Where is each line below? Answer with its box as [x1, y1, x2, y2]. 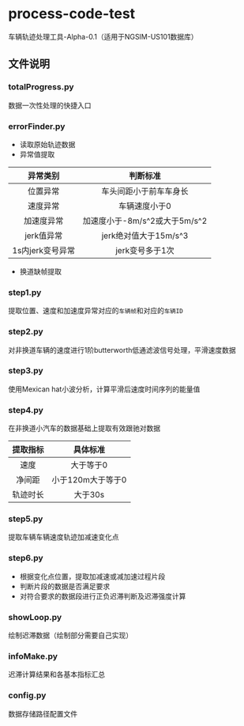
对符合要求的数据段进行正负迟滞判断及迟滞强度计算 [19, 591, 186, 601]
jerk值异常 [24, 230, 63, 241]
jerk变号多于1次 [115, 244, 175, 255]
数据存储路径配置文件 [8, 709, 77, 718]
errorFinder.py [8, 120, 66, 131]
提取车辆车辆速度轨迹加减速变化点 [8, 532, 119, 542]
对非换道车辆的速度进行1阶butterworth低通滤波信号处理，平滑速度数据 [8, 345, 237, 354]
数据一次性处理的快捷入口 [8, 100, 92, 110]
